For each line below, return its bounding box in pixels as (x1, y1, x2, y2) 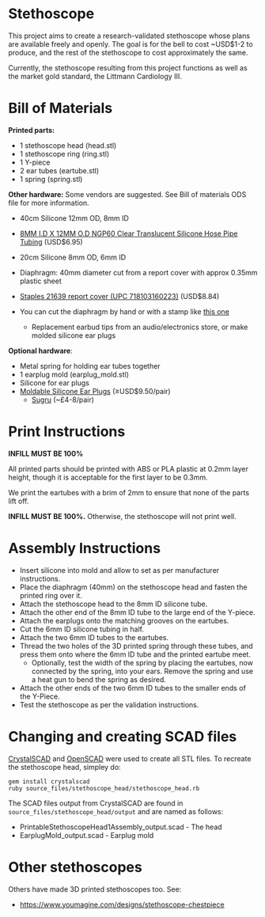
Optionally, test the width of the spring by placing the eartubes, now (31, 657, 253, 667)
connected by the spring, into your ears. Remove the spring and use (31, 666, 254, 676)
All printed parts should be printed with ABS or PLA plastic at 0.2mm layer (8, 464, 249, 473)
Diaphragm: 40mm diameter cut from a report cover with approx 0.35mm (19, 267, 258, 277)
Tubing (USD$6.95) (19, 237, 83, 246)
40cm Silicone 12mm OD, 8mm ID (19, 213, 129, 222)
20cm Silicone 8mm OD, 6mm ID (19, 252, 127, 262)
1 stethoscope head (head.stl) (19, 140, 117, 150)
